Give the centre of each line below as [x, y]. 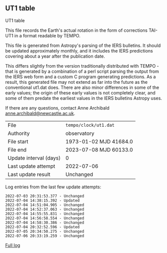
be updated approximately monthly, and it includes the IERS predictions [79, 50]
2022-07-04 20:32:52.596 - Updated [43, 227]
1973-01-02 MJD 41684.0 [99, 141]
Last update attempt [31, 166]
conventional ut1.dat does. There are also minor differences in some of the [82, 87]
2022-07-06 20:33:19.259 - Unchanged [45, 236]
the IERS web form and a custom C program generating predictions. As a [80, 77]
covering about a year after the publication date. [55, 56]
